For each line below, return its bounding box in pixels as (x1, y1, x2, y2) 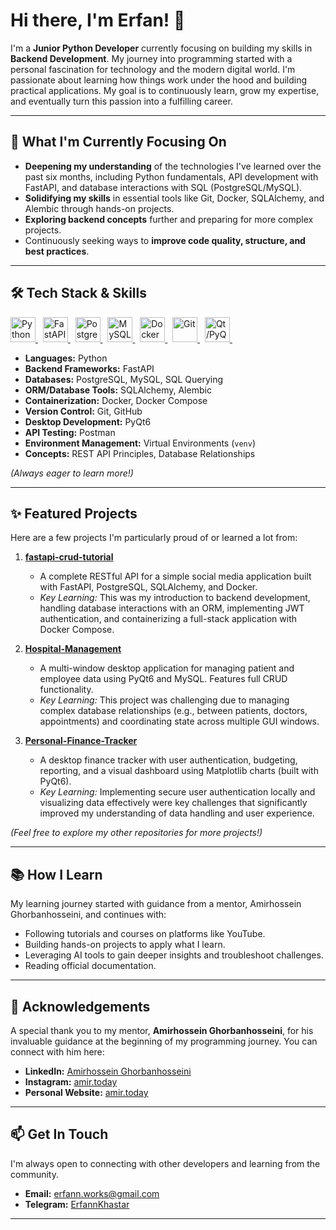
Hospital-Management (24, 643, 122, 655)
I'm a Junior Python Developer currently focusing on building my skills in (10, 42, 313, 54)
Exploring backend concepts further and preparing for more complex (24, 213, 314, 225)
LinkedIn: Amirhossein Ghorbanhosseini (24, 1065, 192, 1077)
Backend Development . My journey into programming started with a (10, 52, 293, 64)
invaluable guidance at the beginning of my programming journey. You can (10, 1035, 318, 1047)
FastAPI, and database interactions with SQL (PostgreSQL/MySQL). (24, 181, 303, 193)
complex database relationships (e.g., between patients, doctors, (39, 705, 308, 717)
